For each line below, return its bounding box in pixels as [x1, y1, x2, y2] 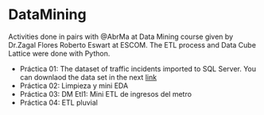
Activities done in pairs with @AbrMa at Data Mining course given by [8, 32, 233, 41]
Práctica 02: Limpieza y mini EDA [19, 81, 129, 90]
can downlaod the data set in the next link [19, 72, 157, 82]
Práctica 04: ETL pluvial [19, 98, 98, 107]
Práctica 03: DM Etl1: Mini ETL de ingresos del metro [19, 89, 192, 98]
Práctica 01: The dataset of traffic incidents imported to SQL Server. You [19, 63, 257, 73]
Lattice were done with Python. [8, 48, 111, 58]
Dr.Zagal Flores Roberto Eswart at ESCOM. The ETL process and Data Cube [8, 40, 257, 49]
